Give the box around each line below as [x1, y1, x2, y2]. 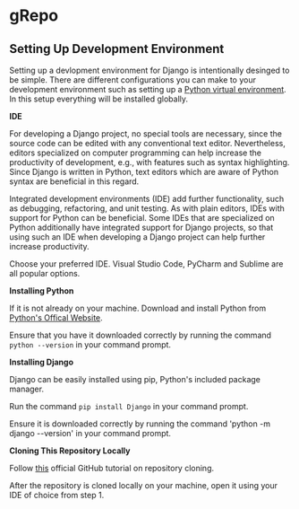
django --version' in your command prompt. [9, 428, 172, 438]
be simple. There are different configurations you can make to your [9, 75, 257, 85]
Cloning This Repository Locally [9, 445, 131, 456]
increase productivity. [9, 241, 90, 251]
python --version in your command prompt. [9, 339, 172, 350]
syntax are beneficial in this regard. [9, 176, 140, 187]
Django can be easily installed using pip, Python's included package [9, 374, 261, 384]
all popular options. [9, 268, 81, 278]
